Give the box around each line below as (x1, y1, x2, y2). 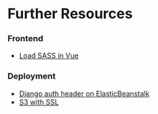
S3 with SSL (18, 97, 59, 107)
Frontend (7, 33, 44, 44)
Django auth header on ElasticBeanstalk (18, 89, 150, 98)
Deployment (7, 70, 56, 82)
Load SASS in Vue (18, 51, 79, 60)
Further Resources (7, 5, 133, 23)
